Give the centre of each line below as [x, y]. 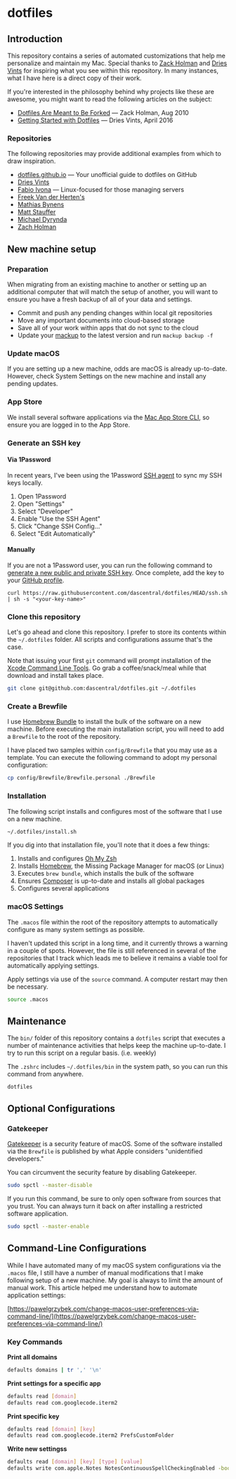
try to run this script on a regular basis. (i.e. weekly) [82, 1053]
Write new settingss [37, 1449]
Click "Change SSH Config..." [60, 526]
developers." [26, 1159]
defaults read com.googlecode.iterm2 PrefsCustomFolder [91, 1435]
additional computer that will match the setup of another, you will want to [113, 291]
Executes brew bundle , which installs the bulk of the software [106, 874]
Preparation [28, 269]
